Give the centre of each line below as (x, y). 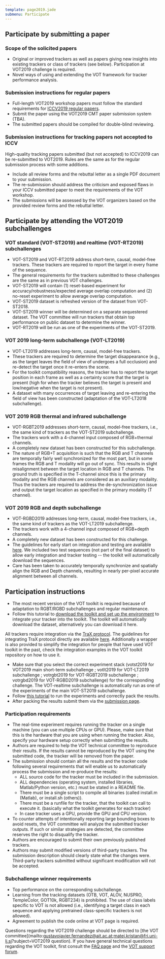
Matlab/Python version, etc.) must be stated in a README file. (82, 788)
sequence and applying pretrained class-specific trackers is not (77, 910)
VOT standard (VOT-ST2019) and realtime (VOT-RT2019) (74, 243)
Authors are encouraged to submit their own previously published (79, 840)
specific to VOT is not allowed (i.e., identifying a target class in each (81, 905)
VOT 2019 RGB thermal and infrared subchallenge (66, 416)
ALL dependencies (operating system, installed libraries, (77, 782)
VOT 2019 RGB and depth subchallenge (53, 508)
